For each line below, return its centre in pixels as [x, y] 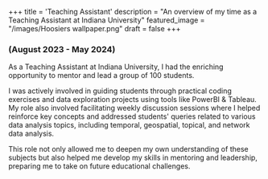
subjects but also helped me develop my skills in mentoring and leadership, [133, 158]
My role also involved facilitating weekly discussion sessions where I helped [134, 108]
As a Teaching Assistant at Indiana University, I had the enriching [116, 67]
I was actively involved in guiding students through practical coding [120, 91]
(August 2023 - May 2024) [62, 49]
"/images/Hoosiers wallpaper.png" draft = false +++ [95, 28]
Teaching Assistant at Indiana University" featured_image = [107, 20]
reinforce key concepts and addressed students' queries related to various [132, 116]
